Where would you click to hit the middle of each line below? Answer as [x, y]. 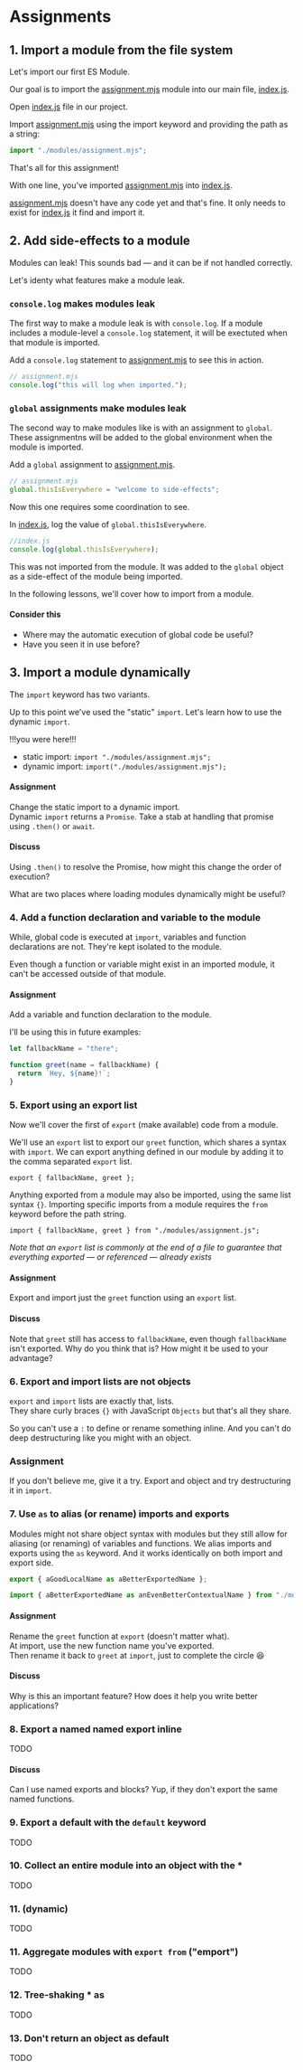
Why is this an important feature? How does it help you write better [134, 1696]
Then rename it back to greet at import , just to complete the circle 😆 [137, 1655]
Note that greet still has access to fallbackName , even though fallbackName [148, 1338]
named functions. [42, 1799]
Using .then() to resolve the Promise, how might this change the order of [146, 866]
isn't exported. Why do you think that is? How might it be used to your [139, 1348]
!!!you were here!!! [43, 739]
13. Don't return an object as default [89, 2038]
